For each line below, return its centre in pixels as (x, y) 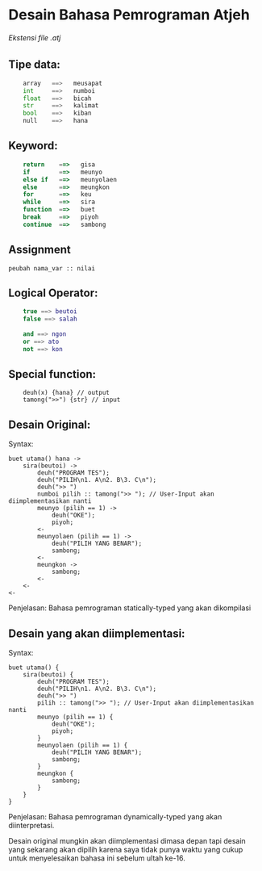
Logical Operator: (53, 293)
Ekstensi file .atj (35, 37)
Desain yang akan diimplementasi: (97, 633)
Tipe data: (34, 65)
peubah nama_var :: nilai (52, 268)
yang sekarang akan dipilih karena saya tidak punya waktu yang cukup (126, 850)
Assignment (40, 250)
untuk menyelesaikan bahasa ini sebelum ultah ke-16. (97, 858)
